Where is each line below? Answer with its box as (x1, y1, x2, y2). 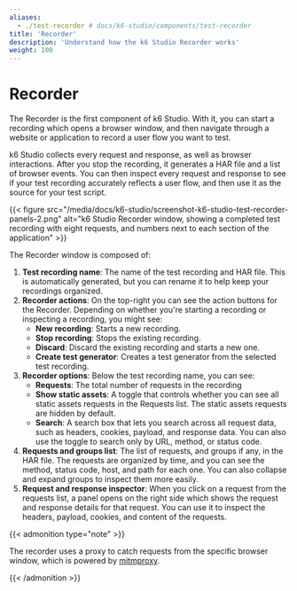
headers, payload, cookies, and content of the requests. (21, 511, 228, 523)
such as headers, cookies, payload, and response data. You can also (35, 427, 286, 438)
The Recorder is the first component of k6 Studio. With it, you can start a (9, 113, 275, 124)
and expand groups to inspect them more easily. (21, 474, 199, 485)
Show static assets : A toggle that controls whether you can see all (35, 389, 279, 400)
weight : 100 (9, 46, 53, 55)
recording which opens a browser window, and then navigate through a (9, 123, 270, 134)
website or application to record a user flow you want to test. (9, 132, 231, 143)
